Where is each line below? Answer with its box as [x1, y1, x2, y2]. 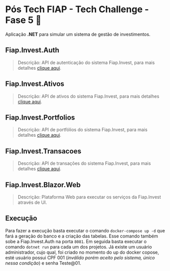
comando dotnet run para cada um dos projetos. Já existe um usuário [5, 244, 152, 250]
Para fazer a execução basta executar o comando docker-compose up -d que [5, 227, 165, 233]
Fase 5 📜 [5, 14, 42, 26]
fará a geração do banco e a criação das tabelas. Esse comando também [5, 233, 158, 239]
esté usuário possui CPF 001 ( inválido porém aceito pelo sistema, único [5, 254, 155, 260]
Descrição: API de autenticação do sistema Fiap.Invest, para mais [17, 59, 155, 66]
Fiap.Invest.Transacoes [5, 146, 82, 156]
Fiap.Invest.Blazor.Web [5, 180, 81, 189]
